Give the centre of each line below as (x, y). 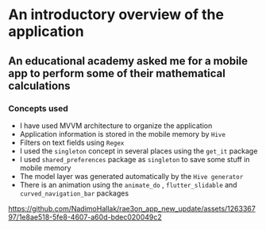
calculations (39, 85)
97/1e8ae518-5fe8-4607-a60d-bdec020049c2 (85, 217)
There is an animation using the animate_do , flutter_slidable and (128, 184)
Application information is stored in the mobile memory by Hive (123, 134)
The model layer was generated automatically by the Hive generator (131, 176)
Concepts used (39, 108)
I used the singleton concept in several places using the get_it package (139, 151)
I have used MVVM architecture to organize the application (116, 126)
